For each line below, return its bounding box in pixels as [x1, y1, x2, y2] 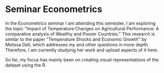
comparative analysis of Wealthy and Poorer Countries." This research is [5, 31, 155, 37]
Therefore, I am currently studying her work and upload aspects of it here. [5, 47, 158, 53]
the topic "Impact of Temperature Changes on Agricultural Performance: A [5, 25, 159, 31]
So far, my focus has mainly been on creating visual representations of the [5, 56, 159, 62]
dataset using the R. [5, 62, 47, 68]
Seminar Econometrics [5, 4, 102, 15]
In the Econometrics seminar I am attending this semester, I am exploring [5, 20, 156, 26]
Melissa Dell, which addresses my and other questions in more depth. [5, 41, 149, 47]
